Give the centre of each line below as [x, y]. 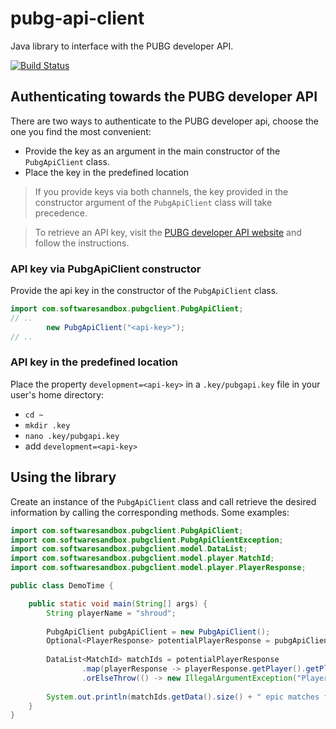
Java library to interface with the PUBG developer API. [122, 46]
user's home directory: [57, 394]
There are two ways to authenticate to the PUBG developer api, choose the [164, 121]
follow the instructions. [82, 243]
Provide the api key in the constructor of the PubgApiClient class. [144, 291]
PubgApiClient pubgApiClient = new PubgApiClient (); [158, 632]
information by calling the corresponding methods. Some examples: [150, 512]
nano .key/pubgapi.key [72, 436]
